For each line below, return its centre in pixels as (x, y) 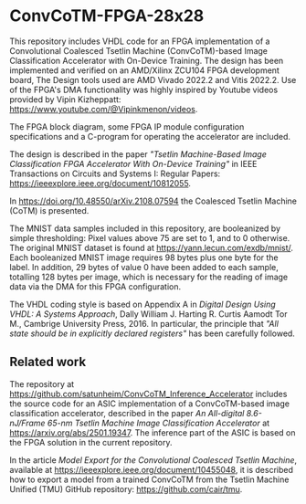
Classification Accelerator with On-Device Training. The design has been (147, 60)
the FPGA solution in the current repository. (91, 442)
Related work (48, 362)
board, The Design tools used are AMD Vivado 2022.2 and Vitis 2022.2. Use (153, 79)
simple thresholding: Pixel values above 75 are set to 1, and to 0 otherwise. (150, 237)
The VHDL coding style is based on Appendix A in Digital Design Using (142, 304)
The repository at (42, 383)
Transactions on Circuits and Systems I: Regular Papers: (115, 173)
